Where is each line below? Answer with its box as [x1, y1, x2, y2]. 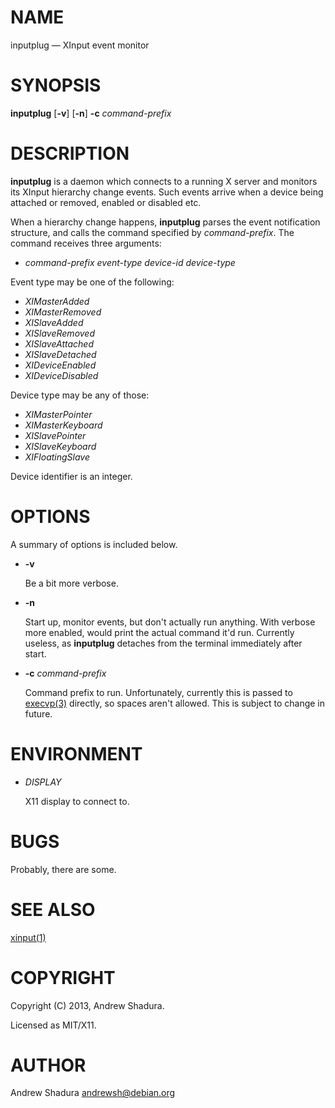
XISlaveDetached [24, 348, 97, 360]
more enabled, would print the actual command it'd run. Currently [24, 626, 295, 638]
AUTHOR [10, 1054, 87, 1076]
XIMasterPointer [24, 408, 93, 420]
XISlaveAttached [24, 337, 94, 350]
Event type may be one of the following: [10, 276, 175, 288]
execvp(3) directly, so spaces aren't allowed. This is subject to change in [24, 697, 326, 709]
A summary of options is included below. [10, 538, 178, 550]
